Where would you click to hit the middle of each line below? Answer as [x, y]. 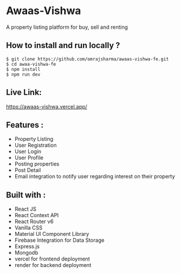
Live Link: [24, 92]
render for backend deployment [53, 265]
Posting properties [37, 164]
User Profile [29, 158]
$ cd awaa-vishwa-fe [31, 64]
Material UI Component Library [52, 234]
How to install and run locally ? [63, 45]
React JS [25, 209]
